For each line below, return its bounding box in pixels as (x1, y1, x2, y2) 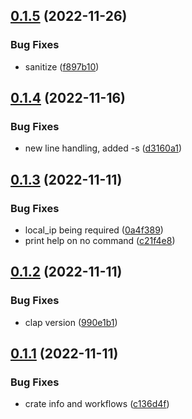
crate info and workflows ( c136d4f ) (24, 398, 170, 410)
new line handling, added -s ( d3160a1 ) (24, 142, 183, 154)
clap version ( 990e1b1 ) (24, 316, 118, 328)
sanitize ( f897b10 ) (24, 60, 100, 73)
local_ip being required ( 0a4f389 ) (24, 224, 164, 236)
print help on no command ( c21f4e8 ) (24, 235, 176, 247)
